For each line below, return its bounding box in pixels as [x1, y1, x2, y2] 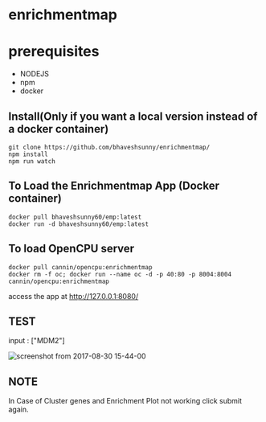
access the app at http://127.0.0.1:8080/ [8, 291, 139, 301]
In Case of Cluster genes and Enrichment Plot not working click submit [8, 396, 243, 406]
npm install [8, 150, 48, 158]
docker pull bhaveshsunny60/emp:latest [8, 213, 142, 221]
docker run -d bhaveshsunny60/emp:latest [8, 219, 149, 228]
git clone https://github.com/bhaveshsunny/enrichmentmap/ [8, 143, 211, 151]
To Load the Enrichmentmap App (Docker [8, 179, 219, 193]
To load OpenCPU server [8, 242, 135, 256]
